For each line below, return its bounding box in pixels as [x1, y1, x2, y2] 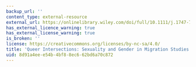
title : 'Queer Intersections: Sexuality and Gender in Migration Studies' [6, 47, 192, 52]
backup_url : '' [6, 8, 43, 15]
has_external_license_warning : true [6, 30, 95, 36]
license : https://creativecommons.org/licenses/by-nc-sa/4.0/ [6, 41, 160, 47]
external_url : [6, 19, 41, 25]
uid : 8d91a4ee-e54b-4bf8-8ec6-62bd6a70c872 [6, 52, 114, 58]
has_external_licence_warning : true [6, 24, 95, 31]
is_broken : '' [6, 36, 41, 41]
